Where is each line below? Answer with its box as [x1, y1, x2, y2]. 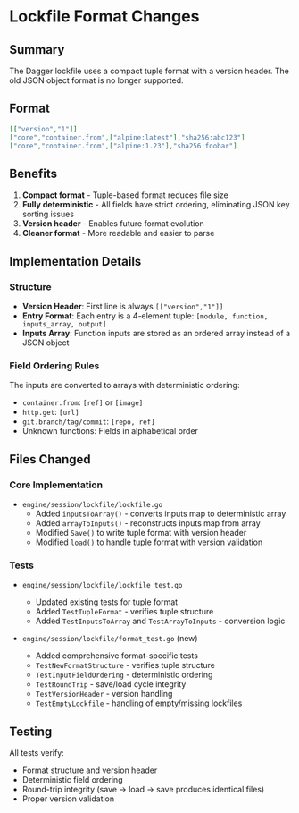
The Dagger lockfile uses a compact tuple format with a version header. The [9, 65, 290, 76]
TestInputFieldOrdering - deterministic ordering [35, 669, 213, 681]
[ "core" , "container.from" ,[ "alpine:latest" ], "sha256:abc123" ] [9, 132, 245, 142]
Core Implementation [9, 478, 104, 491]
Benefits [9, 165, 58, 181]
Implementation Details [9, 253, 142, 269]
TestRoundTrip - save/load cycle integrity [35, 679, 187, 690]
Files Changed [9, 452, 91, 467]
